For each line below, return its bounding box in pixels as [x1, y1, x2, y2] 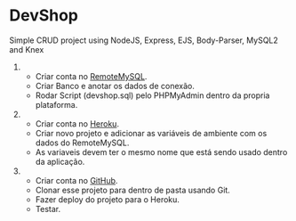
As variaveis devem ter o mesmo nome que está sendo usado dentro [35, 146, 288, 157]
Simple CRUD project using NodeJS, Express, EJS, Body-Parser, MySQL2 [9, 35, 278, 45]
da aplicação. [35, 156, 85, 167]
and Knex [9, 44, 44, 54]
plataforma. [35, 99, 78, 110]
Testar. [35, 203, 61, 214]
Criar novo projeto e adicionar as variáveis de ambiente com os [35, 127, 268, 138]
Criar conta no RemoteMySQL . [35, 70, 148, 81]
